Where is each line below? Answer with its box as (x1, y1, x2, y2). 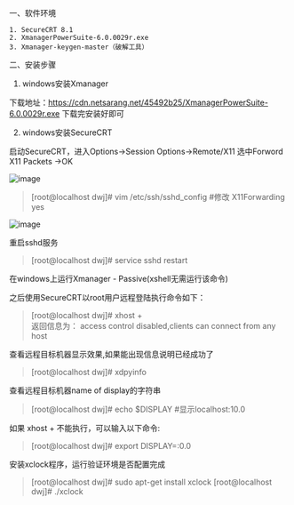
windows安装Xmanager (21, 78, 109, 89)
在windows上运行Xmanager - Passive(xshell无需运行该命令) (9, 274, 229, 284)
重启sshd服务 (9, 237, 59, 247)
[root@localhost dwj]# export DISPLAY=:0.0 (30, 441, 192, 451)
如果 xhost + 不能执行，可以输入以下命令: (9, 423, 161, 433)
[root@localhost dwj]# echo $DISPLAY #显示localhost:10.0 (30, 404, 246, 414)
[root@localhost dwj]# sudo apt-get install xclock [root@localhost (30, 477, 273, 487)
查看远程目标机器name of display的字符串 (9, 385, 162, 396)
